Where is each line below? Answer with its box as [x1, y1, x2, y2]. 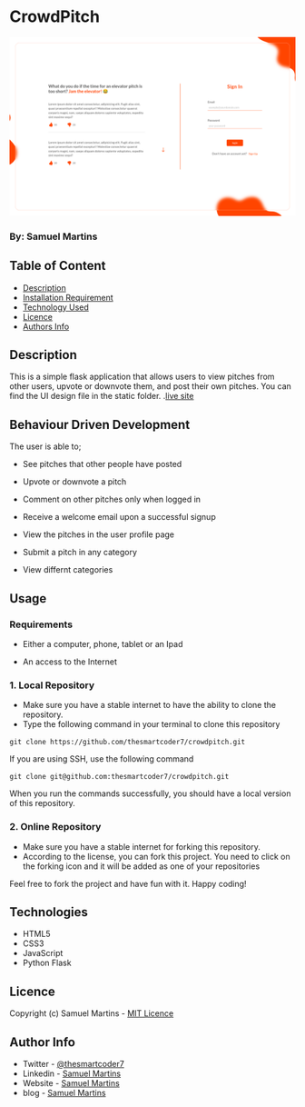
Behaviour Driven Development [9, 416, 191, 433]
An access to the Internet [22, 656, 118, 667]
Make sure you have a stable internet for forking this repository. [22, 841, 261, 852]
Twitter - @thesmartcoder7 [22, 1059, 124, 1070]
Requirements [9, 618, 74, 631]
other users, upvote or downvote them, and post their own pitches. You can [9, 381, 292, 392]
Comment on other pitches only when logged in [22, 494, 202, 505]
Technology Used [22, 302, 89, 313]
